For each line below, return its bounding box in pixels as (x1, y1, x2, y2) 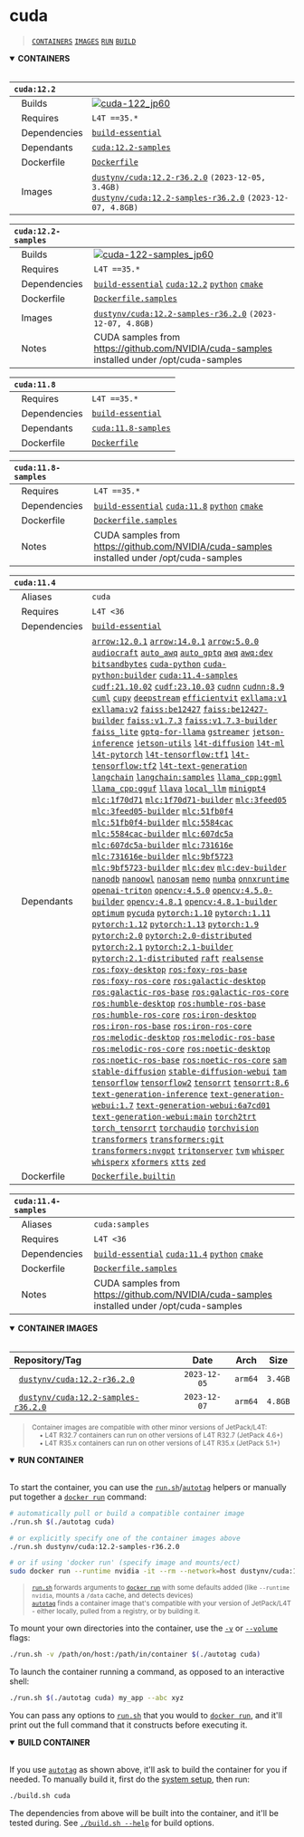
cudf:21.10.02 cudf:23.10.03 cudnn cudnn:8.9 (91, 681, 285, 692)
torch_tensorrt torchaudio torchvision (91, 1123, 260, 1133)
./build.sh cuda (9, 1791, 71, 1800)
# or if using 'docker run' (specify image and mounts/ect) (9, 1558, 242, 1567)
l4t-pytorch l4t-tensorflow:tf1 (91, 749, 229, 760)
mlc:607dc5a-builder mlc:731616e (91, 839, 233, 850)
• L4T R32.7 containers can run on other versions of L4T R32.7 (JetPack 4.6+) (39, 1430, 283, 1440)
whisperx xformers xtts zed (91, 1156, 206, 1167)
